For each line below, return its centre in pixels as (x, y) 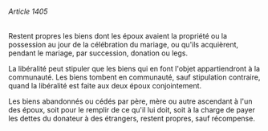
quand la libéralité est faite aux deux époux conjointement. (105, 86)
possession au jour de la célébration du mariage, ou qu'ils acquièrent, (124, 45)
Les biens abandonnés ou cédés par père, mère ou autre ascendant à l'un (130, 101)
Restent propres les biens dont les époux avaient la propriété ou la (118, 36)
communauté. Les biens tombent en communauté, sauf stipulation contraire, (134, 77)
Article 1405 (28, 11)
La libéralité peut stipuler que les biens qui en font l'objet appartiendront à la (134, 69)
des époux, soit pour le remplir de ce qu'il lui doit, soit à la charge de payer (132, 110)
